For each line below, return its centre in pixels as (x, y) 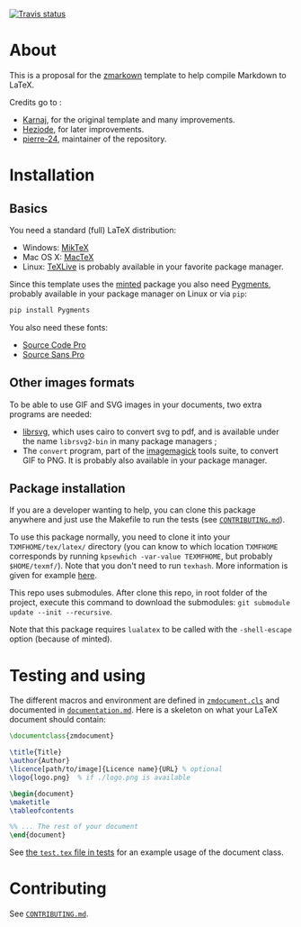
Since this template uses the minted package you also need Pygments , (140, 284)
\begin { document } (42, 794)
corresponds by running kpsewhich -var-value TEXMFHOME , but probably (141, 556)
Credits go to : (35, 102)
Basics (28, 209)
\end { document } (38, 835)
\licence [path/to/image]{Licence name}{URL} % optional (116, 769)
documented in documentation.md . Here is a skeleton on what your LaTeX (144, 710)
